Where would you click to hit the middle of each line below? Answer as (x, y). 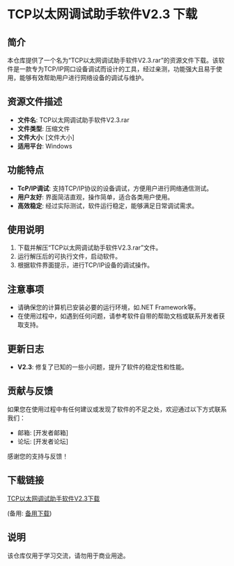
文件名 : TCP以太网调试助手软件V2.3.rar (73, 120)
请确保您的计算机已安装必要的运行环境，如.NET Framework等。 (108, 307)
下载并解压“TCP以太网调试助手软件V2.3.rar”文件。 (89, 247)
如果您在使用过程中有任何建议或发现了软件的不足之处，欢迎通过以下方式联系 (117, 409)
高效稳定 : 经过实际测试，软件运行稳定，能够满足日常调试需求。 (108, 206)
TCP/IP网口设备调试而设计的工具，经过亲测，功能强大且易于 (130, 69)
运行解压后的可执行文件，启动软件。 (69, 257)
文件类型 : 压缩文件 (44, 128)
